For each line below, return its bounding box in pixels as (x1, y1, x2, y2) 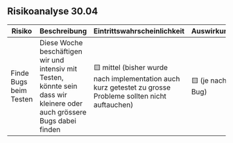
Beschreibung (39, 26, 87, 35)
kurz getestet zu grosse (93, 83, 171, 92)
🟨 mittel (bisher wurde (93, 62, 169, 72)
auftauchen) (93, 100, 134, 110)
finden (39, 124, 61, 134)
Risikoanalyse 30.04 (7, 6, 98, 17)
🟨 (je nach (191, 76, 227, 85)
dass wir (39, 90, 67, 99)
